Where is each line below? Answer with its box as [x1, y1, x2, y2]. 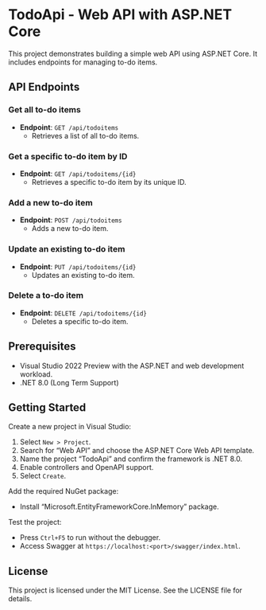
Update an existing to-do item [8, 244, 125, 255]
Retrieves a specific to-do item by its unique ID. [31, 177, 187, 186]
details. [8, 594, 33, 604]
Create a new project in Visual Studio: [8, 422, 132, 432]
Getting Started [8, 401, 87, 415]
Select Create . [19, 471, 67, 481]
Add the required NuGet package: [8, 487, 119, 496]
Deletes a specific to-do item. [31, 316, 129, 326]
